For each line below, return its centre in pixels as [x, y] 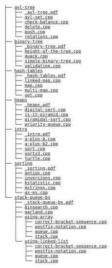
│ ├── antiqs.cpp [27, 173]
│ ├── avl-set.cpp [29, 17]
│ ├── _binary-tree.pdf [35, 46]
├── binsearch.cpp [36, 207]
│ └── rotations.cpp [31, 37]
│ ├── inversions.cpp [32, 178]
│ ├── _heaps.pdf [27, 105]
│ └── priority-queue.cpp [37, 124]
